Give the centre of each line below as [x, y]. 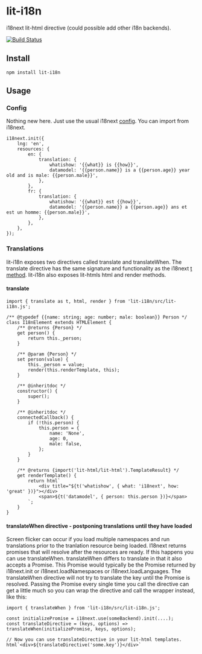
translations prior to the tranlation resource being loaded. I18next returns [96, 546]
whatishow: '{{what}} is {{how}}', [94, 165]
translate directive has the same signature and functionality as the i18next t [99, 268]
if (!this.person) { [54, 423]
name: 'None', [67, 433]
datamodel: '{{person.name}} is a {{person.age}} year [119, 170]
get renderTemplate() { [47, 475]
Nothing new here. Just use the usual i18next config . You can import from [98, 121]
